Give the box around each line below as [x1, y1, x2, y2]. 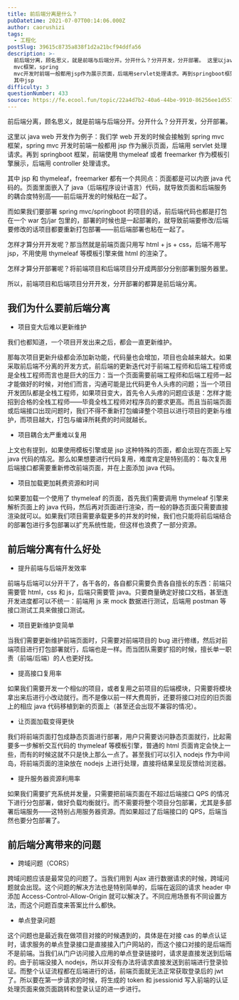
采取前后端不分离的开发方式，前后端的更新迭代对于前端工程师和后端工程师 [7, 362, 225, 370]
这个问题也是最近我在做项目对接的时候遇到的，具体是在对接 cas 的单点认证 [7, 932, 228, 940]
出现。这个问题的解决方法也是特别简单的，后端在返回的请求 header [26, 883, 223, 892]
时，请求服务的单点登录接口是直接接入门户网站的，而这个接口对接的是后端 [7, 940, 225, 949]
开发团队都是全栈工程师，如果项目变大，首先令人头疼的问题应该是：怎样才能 [7, 388, 232, 397]
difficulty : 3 [7, 83, 50, 91]
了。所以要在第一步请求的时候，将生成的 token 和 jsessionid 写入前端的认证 [7, 976, 229, 984]
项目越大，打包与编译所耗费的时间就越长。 [26, 415, 151, 424]
